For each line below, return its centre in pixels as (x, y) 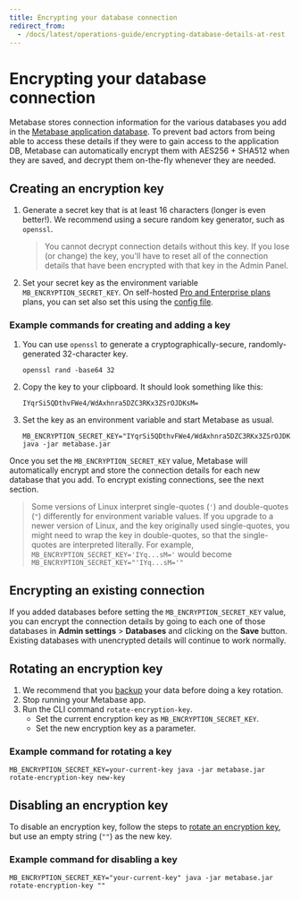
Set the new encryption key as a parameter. (116, 728)
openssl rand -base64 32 (68, 371)
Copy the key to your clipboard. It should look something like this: (142, 387)
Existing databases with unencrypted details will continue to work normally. (148, 640)
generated (41, 354)
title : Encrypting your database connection (93, 17)
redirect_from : (37, 26)
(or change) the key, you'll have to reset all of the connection (156, 256)
